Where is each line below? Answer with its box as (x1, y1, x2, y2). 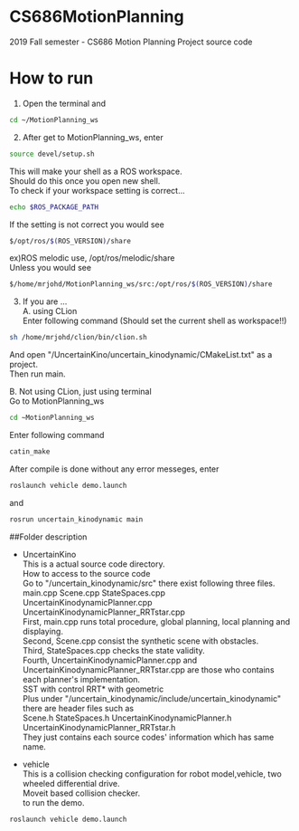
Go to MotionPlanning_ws (9, 396, 105, 406)
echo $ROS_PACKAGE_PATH (9, 202, 99, 212)
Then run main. (9, 368, 66, 379)
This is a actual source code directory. (22, 559, 165, 569)
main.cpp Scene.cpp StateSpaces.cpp (22, 587, 165, 598)
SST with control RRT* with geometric (22, 683, 164, 694)
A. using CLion (22, 306, 78, 317)
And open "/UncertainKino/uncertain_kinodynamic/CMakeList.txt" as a (9, 349, 273, 360)
